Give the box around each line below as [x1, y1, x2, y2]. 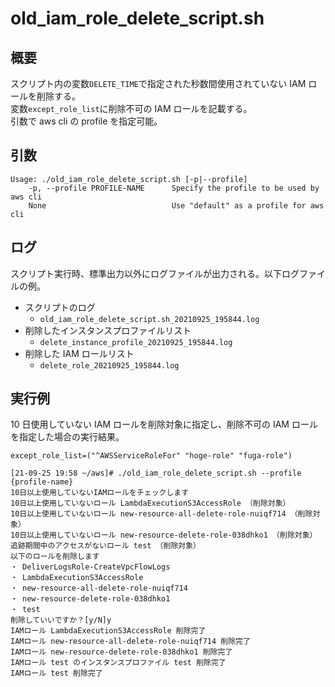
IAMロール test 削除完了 [10, 668, 103, 679]
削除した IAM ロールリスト [24, 347, 135, 359]
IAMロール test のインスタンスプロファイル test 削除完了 [10, 658, 227, 668]
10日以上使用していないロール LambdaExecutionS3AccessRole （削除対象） [10, 498, 291, 509]
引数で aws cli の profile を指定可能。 [10, 115, 163, 127]
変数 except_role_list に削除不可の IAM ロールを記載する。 [10, 103, 253, 114]
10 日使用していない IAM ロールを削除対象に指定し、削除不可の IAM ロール [10, 418, 318, 431]
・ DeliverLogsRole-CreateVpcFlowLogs [10, 562, 171, 572]
